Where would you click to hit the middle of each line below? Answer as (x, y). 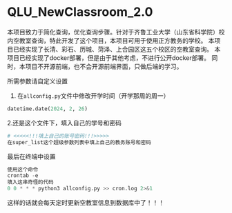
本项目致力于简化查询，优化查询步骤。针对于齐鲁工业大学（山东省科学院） (113, 32)
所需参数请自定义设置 (37, 81)
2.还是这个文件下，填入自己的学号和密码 (65, 123)
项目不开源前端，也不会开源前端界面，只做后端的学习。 (104, 66)
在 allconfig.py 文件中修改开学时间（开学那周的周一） (93, 95)
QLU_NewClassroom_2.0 (80, 12)
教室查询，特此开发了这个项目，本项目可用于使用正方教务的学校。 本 (117, 40)
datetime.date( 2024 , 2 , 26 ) (48, 109)
